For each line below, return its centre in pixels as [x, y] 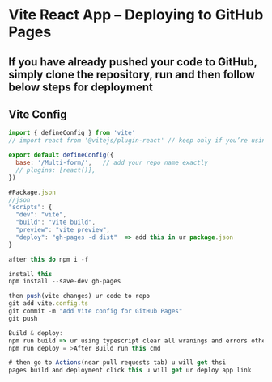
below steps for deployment [81, 87]
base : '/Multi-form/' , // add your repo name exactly [112, 163]
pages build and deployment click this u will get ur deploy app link [130, 370]
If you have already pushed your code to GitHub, [133, 62]
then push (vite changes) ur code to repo [79, 296]
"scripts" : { [30, 208]
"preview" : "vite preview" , [63, 230]
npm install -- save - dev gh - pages [65, 281]
